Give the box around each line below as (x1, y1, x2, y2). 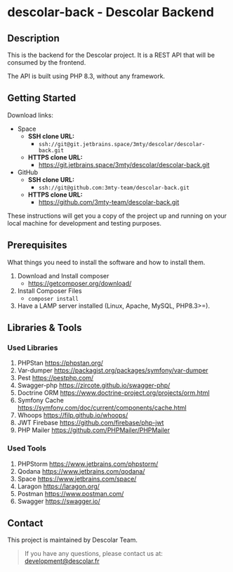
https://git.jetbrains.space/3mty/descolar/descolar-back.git (38, 160, 210, 169)
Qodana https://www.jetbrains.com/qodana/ (17, 467, 145, 475)
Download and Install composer (17, 271, 109, 280)
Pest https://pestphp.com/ (17, 374, 94, 382)
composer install (27, 295, 79, 302)
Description (7, 32, 60, 44)
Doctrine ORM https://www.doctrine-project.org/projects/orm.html (17, 389, 210, 397)
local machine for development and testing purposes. (7, 219, 162, 227)
